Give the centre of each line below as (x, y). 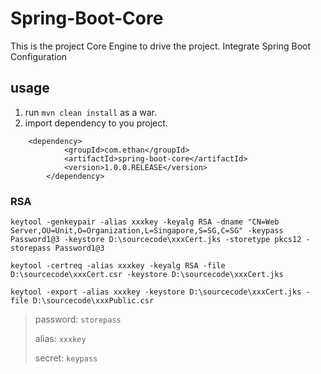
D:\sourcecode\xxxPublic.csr (93, 301)
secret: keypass (66, 358)
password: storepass (78, 319)
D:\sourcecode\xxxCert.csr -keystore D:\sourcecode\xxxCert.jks (147, 275)
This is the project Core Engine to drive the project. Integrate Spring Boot (161, 46)
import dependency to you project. (96, 123)
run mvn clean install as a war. (90, 112)
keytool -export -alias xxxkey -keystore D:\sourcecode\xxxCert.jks (156, 292)
